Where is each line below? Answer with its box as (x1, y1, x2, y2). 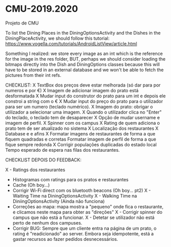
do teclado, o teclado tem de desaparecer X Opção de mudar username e (5, 114, 160, 120)
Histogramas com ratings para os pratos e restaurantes (12, 176, 129, 182)
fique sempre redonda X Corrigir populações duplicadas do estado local (5, 141, 157, 148)
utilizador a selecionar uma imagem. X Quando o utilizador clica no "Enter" (5, 109, 162, 115)
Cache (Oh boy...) (12, 182, 50, 188)
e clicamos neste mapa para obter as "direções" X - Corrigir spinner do (12, 209, 163, 215)
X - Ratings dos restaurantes (5, 167, 65, 173)
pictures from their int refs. (5, 72, 62, 78)
